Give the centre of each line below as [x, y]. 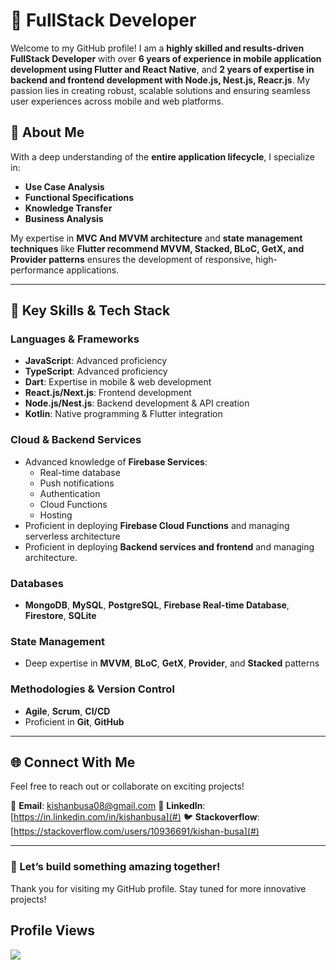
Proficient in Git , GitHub [74, 721]
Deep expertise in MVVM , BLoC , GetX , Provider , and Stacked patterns [172, 663]
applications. [93, 270]
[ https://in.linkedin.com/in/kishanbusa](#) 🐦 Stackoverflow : [135, 817]
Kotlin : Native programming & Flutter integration [123, 414]
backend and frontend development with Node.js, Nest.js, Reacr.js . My [160, 80]
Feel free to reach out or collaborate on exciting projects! [127, 786]
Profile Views [53, 930]
